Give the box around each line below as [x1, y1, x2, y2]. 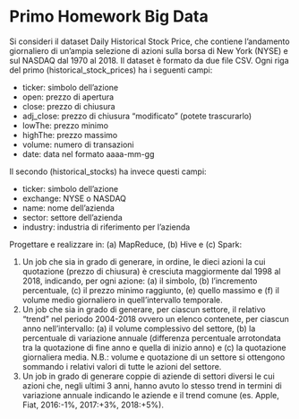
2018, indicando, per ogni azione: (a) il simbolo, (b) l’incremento [21, 275, 258, 286]
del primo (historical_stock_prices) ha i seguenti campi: [9, 65, 213, 75]
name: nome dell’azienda [21, 202, 115, 213]
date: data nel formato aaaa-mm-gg [21, 148, 155, 159]
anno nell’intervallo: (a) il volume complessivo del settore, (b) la [21, 323, 256, 334]
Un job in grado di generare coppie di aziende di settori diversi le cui [21, 371, 275, 381]
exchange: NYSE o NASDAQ [21, 193, 127, 204]
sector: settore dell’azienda [21, 212, 123, 223]
